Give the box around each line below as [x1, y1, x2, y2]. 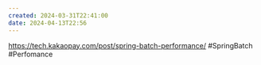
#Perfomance [8, 49, 53, 59]
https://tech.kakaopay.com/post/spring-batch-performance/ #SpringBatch [8, 40, 253, 50]
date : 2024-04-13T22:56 [8, 19, 88, 27]
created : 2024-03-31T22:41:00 [8, 11, 109, 20]
